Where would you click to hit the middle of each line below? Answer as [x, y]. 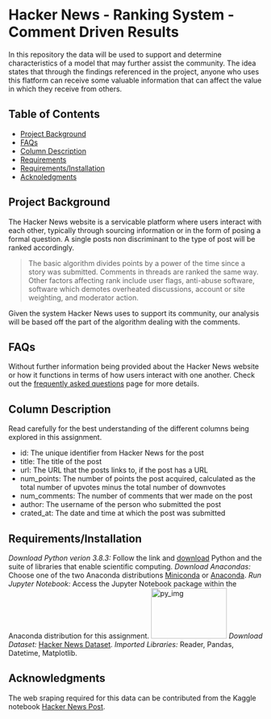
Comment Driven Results [94, 32]
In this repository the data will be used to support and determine [115, 54]
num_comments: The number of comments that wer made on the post [136, 496]
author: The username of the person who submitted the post [121, 505]
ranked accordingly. [42, 247]
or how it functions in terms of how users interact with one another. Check [132, 375]
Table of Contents [54, 114]
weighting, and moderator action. [83, 298]
